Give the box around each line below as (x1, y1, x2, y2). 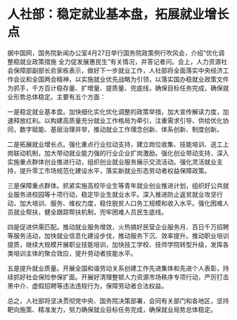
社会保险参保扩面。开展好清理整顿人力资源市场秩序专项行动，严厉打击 (25, 272, 229, 281)
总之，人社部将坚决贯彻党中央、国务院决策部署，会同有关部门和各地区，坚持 (7, 296, 229, 305)
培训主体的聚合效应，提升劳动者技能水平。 (13, 249, 137, 257)
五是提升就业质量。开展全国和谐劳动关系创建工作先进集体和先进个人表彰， (7, 264, 223, 272)
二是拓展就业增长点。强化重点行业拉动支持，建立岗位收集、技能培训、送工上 (7, 140, 229, 148)
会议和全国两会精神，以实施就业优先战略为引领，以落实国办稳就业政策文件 (13, 75, 229, 83)
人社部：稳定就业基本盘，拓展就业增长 (7, 6, 230, 23)
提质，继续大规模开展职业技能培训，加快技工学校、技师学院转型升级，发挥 (7, 240, 223, 248)
